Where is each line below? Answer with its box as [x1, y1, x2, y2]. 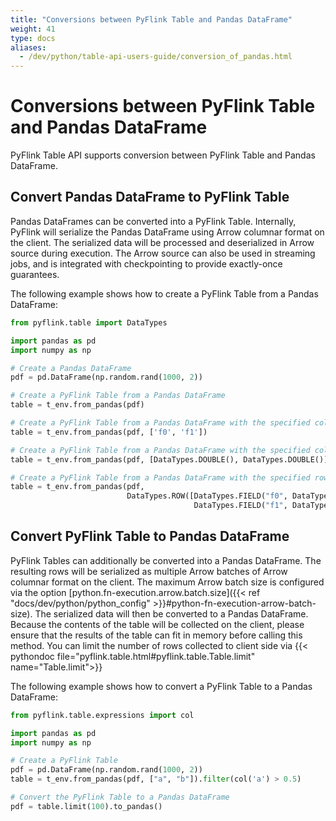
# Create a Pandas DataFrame [10, 363, 132, 373]
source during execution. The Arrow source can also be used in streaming [10, 247, 316, 259]
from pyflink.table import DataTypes [10, 317, 168, 328]
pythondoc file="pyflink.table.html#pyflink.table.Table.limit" [10, 650, 256, 662]
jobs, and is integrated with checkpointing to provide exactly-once [10, 257, 283, 270]
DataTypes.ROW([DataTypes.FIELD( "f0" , [126, 491, 288, 501]
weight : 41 [10, 24, 56, 34]
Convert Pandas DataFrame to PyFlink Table [10, 189, 290, 206]
